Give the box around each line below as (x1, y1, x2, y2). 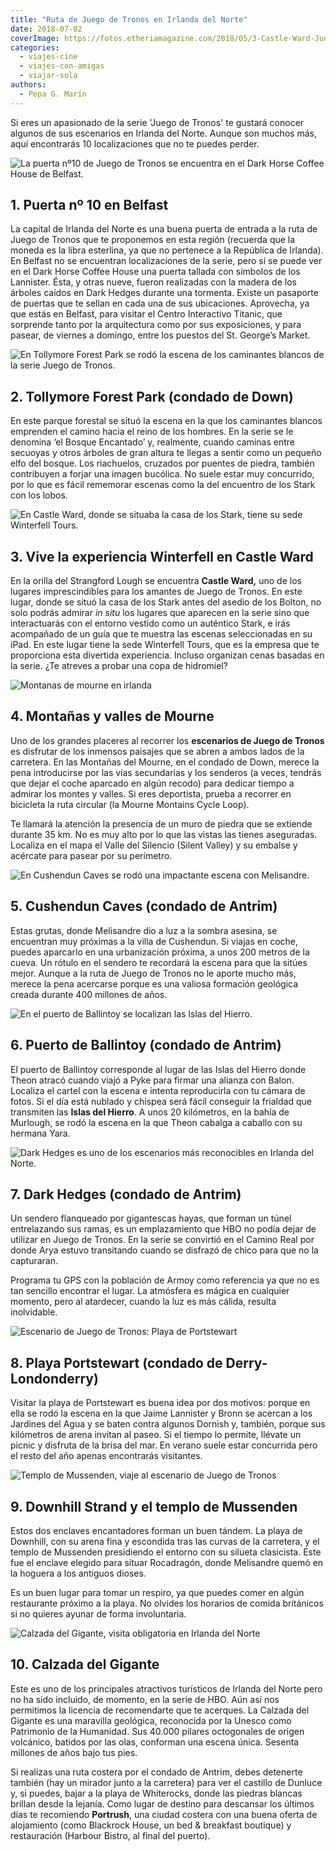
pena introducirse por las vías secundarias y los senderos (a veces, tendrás (10, 766, 322, 778)
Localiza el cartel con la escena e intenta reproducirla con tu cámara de (10, 1084, 306, 1096)
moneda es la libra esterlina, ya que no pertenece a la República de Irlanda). (10, 244, 324, 256)
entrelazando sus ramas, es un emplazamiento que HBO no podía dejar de (10, 1223, 317, 1235)
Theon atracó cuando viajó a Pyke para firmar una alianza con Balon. (10, 1074, 295, 1086)
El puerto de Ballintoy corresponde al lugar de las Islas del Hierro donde (10, 1063, 307, 1075)
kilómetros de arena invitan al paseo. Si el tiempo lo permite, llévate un (10, 1429, 302, 1441)
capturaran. (10, 1255, 58, 1267)
